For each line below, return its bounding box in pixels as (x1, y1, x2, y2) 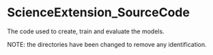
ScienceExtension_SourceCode (7, 5, 190, 20)
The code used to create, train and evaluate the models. (7, 27, 165, 35)
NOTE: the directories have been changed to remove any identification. (7, 40, 207, 48)
